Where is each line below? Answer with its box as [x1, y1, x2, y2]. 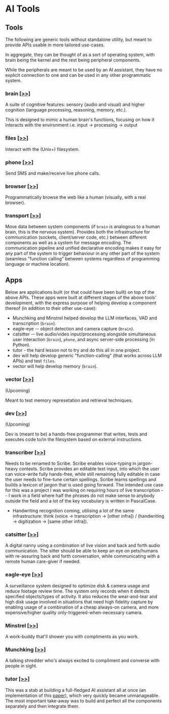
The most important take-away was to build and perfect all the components [5, 697, 162, 704]
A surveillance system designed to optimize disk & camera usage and [5, 582, 150, 588]
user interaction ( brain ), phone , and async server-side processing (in [12, 337, 155, 343]
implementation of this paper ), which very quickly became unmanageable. [5, 692, 160, 698]
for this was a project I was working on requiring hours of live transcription [5, 487, 160, 493]
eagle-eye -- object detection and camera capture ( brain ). [12, 326, 135, 332]
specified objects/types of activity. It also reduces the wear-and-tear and [5, 593, 157, 599]
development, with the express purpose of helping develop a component [5, 300, 156, 306]
